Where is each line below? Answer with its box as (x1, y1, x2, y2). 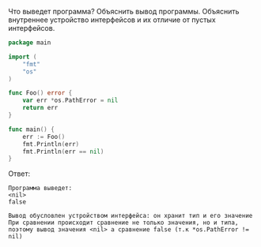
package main (8, 39, 51, 47)
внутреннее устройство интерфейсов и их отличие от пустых (8, 15, 216, 24)
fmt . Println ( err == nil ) (22, 148, 104, 155)
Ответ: (8, 169, 31, 178)
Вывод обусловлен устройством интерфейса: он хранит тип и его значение (8, 212, 253, 220)
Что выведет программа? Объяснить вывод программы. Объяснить (8, 7, 240, 16)
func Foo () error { (8, 89, 73, 97)
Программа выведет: (8, 185, 73, 193)
